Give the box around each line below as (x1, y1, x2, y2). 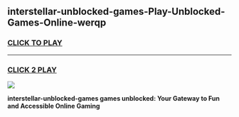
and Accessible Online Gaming (7, 101, 100, 110)
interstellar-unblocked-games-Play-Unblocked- (7, 6, 225, 18)
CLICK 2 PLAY (7, 65, 57, 74)
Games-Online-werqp (7, 17, 107, 29)
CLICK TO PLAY (7, 38, 63, 48)
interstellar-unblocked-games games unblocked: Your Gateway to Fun (7, 94, 221, 102)
